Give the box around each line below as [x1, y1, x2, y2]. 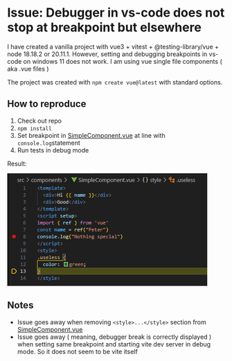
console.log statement [17, 139, 81, 147]
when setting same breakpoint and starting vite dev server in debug [17, 340, 211, 348]
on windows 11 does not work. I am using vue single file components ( [23, 57, 223, 65]
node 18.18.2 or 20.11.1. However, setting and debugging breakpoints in [7, 50, 208, 58]
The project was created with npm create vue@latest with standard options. [7, 78, 223, 86]
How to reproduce [7, 98, 87, 110]
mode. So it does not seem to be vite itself [17, 347, 139, 355]
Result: [7, 159, 27, 168]
